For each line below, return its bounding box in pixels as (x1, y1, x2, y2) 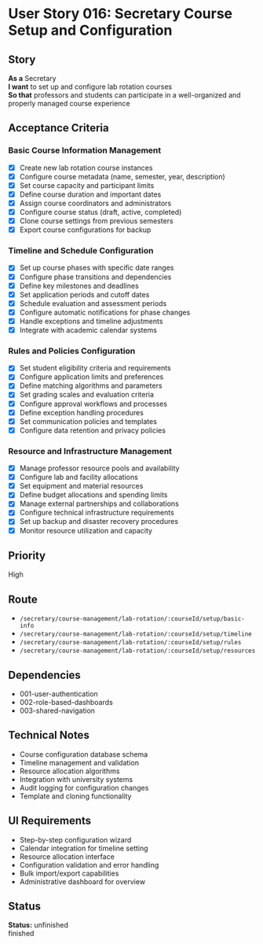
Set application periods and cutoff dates (19, 289, 150, 299)
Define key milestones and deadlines (19, 281, 139, 290)
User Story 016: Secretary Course (8, 5, 233, 23)
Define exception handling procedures (19, 407, 144, 417)
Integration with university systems (19, 774, 133, 784)
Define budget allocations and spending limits (19, 490, 168, 500)
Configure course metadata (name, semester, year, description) (19, 171, 225, 181)
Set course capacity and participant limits (19, 180, 155, 190)
